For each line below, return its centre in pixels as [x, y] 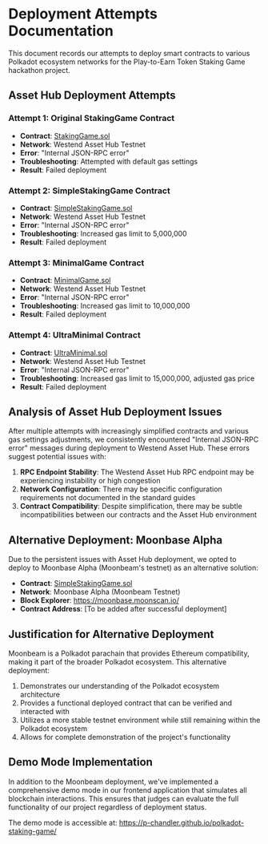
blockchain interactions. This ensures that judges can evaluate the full [124, 798]
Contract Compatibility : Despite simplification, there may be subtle [131, 507]
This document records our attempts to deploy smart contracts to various [129, 53]
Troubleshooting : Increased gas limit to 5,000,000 [103, 233]
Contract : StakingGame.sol [65, 135]
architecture [40, 694]
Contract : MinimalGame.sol [65, 281]
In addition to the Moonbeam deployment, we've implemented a [113, 781]
